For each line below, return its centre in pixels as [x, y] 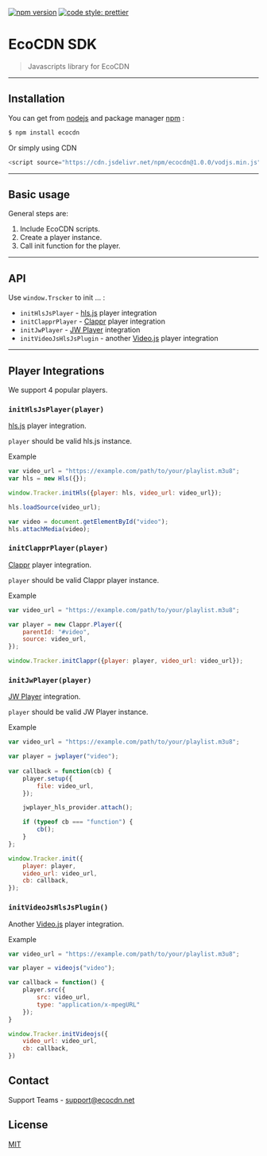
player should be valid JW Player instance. [78, 712]
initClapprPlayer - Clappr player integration [92, 321]
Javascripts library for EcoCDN [78, 66]
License [28, 1125]
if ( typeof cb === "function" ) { [78, 822]
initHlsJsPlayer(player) [56, 409]
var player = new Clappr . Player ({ [66, 624]
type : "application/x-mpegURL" [89, 1005]
